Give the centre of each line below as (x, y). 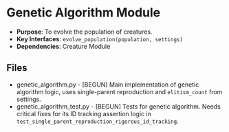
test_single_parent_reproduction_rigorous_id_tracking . (98, 121)
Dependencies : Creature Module (63, 46)
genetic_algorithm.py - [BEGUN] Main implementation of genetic (108, 85)
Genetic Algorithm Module (84, 13)
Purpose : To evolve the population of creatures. (84, 32)
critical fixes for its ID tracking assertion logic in (84, 113)
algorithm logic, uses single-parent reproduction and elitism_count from (119, 91)
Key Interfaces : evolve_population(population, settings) (100, 38)
